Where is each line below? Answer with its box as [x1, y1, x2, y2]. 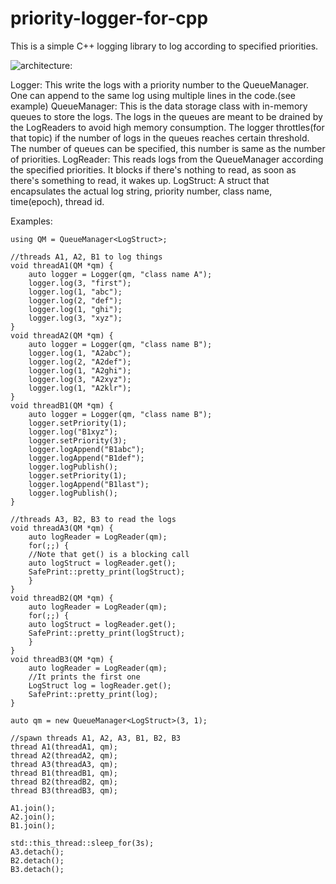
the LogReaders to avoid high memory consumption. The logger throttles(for [10, 121, 325, 133]
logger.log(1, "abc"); [28, 287, 123, 297]
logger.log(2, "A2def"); [28, 357, 132, 367]
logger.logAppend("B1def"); [28, 453, 145, 463]
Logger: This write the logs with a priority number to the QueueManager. [10, 78, 309, 91]
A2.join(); [10, 812, 56, 822]
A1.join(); [10, 803, 56, 813]
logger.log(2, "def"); [28, 295, 123, 306]
